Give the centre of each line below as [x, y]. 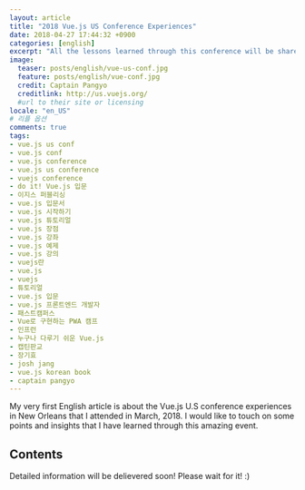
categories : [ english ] [52, 43]
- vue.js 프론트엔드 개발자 [55, 305]
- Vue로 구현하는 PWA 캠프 [54, 322]
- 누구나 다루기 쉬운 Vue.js [57, 338]
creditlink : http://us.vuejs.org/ [83, 93]
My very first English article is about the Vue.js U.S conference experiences [151, 407]
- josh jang [32, 364]
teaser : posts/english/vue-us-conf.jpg [93, 69]
